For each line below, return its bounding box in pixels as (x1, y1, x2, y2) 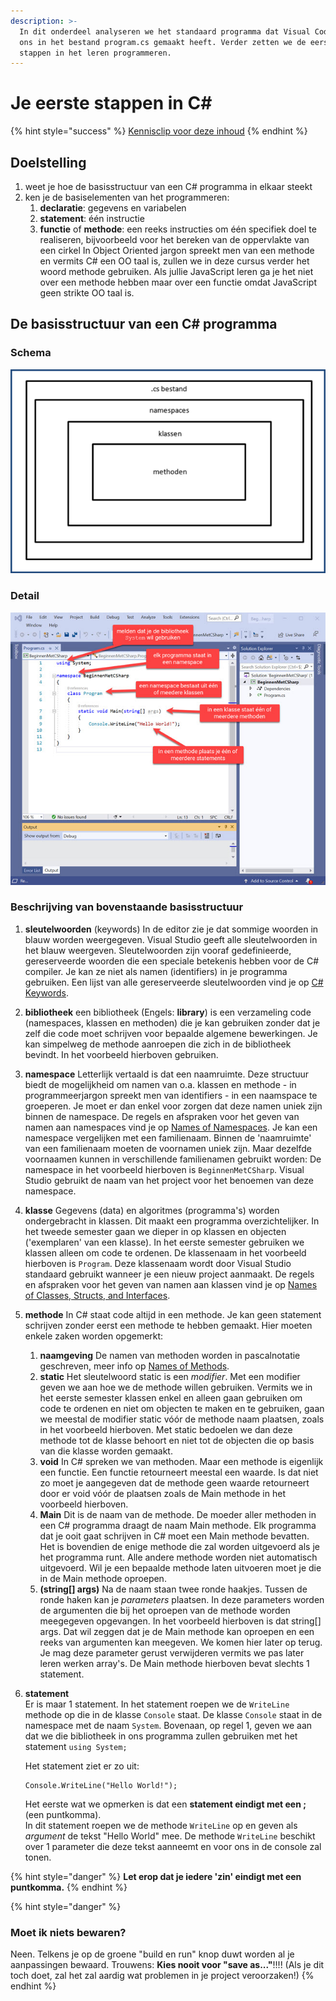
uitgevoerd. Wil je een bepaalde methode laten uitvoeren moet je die (39, 1561, 322, 1574)
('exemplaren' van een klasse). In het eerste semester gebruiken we (24, 1236, 305, 1248)
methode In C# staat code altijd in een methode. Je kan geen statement (24, 1308, 322, 1320)
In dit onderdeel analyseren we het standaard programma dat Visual (19, 26, 311, 37)
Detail (10, 589, 40, 603)
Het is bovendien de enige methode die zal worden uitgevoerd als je (39, 1540, 320, 1552)
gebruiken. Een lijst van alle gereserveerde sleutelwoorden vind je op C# (24, 976, 324, 988)
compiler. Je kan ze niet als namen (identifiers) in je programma (24, 965, 288, 977)
